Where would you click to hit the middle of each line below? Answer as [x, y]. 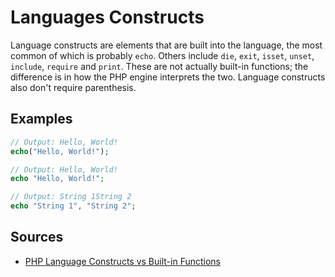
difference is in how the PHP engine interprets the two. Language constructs [168, 77]
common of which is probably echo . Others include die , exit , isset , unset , [162, 55]
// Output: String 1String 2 [71, 197]
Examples [41, 119]
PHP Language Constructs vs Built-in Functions [122, 261]
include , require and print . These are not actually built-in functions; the [159, 66]
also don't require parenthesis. [73, 87]
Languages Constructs [107, 17]
